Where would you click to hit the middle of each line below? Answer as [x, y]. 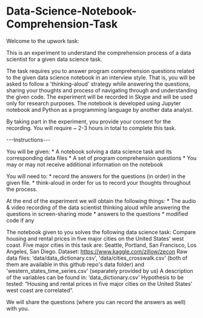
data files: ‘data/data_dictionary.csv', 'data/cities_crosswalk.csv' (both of [97, 258]
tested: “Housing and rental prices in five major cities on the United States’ [99, 283]
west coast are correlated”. [40, 290]
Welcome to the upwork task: [43, 41]
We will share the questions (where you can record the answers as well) [96, 302]
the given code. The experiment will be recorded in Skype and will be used [99, 97]
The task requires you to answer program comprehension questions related [101, 71]
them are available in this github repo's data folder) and [75, 264]
